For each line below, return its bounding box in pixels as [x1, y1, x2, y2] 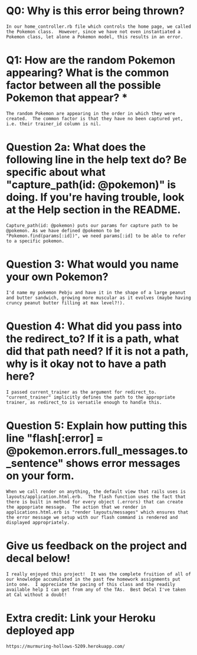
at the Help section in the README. [6, 203, 181, 216]
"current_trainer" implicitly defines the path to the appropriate [6, 394, 176, 400]
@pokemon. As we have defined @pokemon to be [6, 228, 120, 233]
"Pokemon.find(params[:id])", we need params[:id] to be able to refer [6, 233, 186, 239]
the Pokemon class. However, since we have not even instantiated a [6, 28, 181, 35]
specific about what [6, 166, 106, 179]
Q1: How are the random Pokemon [6, 54, 176, 67]
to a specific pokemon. [6, 238, 65, 244]
